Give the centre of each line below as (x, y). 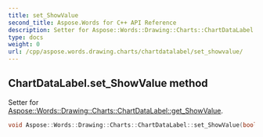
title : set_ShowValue (43, 15)
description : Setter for (49, 30)
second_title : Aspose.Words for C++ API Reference (92, 23)
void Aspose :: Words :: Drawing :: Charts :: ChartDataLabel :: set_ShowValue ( (126, 125)
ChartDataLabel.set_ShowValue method (108, 83)
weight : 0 (24, 45)
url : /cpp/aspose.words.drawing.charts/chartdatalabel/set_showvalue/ (126, 52)
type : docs (26, 37)
